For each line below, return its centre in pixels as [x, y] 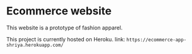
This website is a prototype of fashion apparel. [64, 28]
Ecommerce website [59, 11]
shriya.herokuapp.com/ [35, 45]
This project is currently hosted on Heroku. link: [66, 39]
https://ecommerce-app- [156, 40]
